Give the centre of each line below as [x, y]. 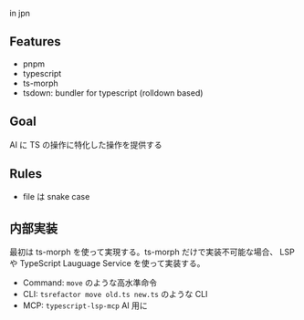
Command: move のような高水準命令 [90, 283]
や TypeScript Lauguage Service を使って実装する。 [107, 263]
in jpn [20, 13]
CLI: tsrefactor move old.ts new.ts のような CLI [115, 294]
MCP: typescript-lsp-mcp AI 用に [85, 305]
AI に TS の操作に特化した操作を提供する [86, 144]
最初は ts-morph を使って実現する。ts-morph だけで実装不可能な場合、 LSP [152, 252]
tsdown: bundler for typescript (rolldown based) [113, 93]
